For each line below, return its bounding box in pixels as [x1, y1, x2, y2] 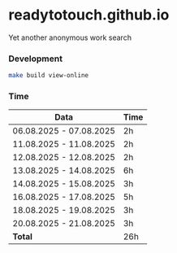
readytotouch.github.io [8, 6, 170, 24]
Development [8, 53, 63, 64]
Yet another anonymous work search [8, 33, 132, 42]
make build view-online [8, 72, 89, 80]
